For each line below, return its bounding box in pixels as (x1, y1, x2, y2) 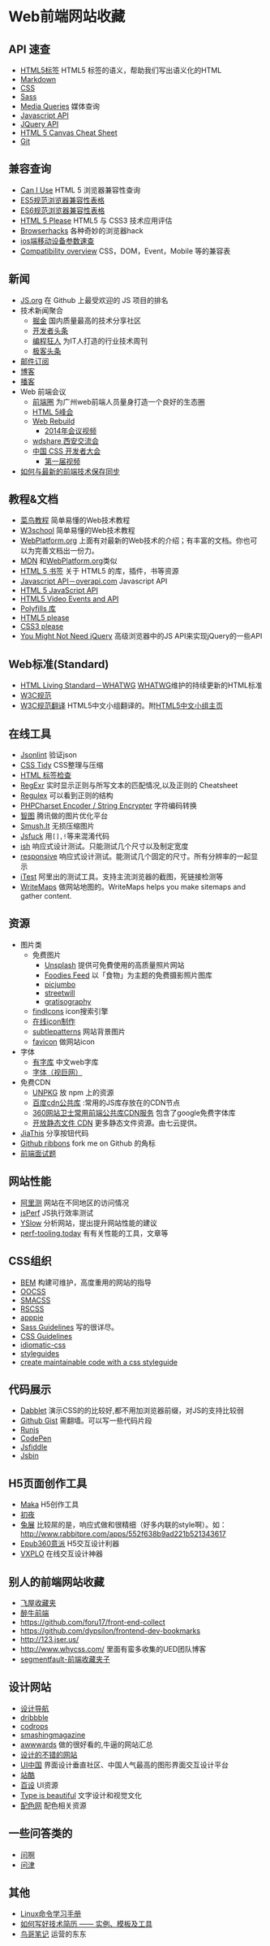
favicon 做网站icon (32, 1037, 96, 1047)
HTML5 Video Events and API (19, 594, 119, 604)
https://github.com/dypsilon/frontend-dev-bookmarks (19, 1626, 201, 1636)
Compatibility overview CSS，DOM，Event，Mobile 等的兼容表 (19, 245, 231, 256)
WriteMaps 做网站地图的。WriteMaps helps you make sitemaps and (19, 882, 246, 892)
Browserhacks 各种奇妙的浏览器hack (19, 225, 144, 236)
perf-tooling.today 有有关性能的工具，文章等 (19, 1228, 169, 1237)
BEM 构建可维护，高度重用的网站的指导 (19, 1277, 152, 1287)
